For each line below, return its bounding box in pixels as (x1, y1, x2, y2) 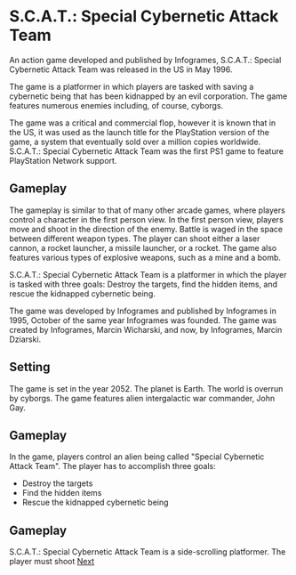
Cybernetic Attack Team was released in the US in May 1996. (9, 64, 233, 75)
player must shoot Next (9, 556, 95, 567)
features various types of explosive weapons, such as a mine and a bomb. (9, 252, 282, 263)
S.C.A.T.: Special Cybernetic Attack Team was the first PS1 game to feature (9, 145, 284, 157)
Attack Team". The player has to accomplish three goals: (9, 461, 216, 472)
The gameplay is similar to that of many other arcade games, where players (9, 205, 286, 215)
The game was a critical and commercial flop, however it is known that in (9, 117, 276, 128)
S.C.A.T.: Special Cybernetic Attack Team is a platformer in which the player (9, 269, 287, 279)
